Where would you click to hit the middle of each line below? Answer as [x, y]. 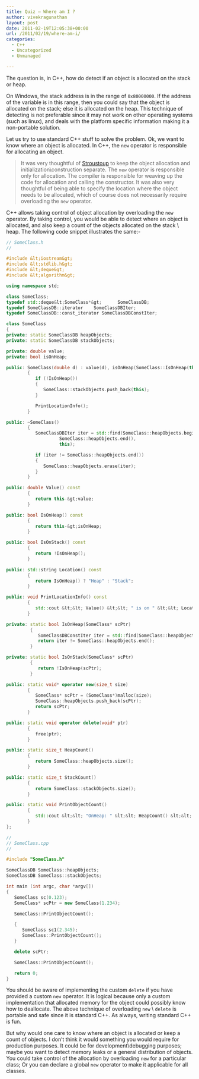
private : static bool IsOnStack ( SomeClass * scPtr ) [70, 658]
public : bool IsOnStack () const [46, 542]
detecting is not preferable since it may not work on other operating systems [99, 115]
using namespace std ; [33, 286]
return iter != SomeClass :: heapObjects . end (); [96, 641]
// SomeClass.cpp [28, 843]
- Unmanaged [26, 56]
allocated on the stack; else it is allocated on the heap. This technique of [94, 108]
